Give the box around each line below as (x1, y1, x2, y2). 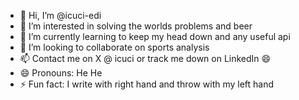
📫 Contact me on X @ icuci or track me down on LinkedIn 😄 (19, 53, 272, 64)
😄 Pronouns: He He (19, 67, 103, 79)
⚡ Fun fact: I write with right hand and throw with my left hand (19, 78, 275, 90)
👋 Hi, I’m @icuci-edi (19, 10, 102, 21)
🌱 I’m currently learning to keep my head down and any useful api (19, 31, 291, 42)
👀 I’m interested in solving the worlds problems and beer (19, 20, 253, 32)
